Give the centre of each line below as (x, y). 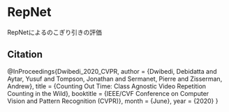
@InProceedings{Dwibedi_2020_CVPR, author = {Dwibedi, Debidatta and (112, 71)
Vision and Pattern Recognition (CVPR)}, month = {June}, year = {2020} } (113, 101)
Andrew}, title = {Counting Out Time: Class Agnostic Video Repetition (107, 86)
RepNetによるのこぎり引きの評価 (55, 32)
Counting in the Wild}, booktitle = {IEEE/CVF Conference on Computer (108, 93)
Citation (25, 55)
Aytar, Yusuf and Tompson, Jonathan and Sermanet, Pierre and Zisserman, (115, 79)
